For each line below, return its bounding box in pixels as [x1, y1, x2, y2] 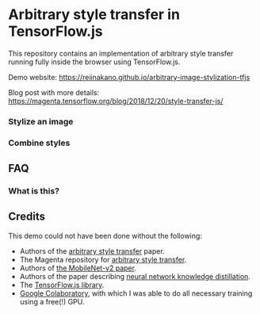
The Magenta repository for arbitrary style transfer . [19, 255, 187, 264]
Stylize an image [8, 116, 74, 127]
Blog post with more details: [8, 87, 100, 97]
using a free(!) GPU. [19, 297, 85, 306]
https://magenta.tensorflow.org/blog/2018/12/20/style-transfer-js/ [8, 96, 224, 105]
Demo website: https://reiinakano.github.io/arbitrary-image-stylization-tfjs [8, 72, 250, 82]
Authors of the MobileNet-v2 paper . [19, 263, 137, 273]
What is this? [8, 186, 59, 197]
